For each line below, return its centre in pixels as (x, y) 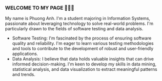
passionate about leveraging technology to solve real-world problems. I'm (79, 23)
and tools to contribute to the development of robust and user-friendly (83, 49)
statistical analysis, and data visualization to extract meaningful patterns (85, 69)
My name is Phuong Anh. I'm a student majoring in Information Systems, (78, 19)
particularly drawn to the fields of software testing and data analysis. (74, 29)
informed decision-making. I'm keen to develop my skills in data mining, (84, 64)
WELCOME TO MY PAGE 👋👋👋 (40, 8)
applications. (25, 54)
